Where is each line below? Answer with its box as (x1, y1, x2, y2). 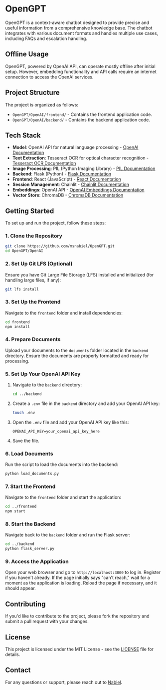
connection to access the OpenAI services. (5, 73, 94, 80)
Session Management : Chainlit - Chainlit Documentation (12, 181, 130, 187)
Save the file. (12, 437, 40, 443)
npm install (5, 324, 30, 329)
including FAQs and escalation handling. (5, 35, 87, 41)
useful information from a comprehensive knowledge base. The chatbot (5, 24, 153, 30)
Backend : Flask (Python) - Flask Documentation (12, 171, 111, 177)
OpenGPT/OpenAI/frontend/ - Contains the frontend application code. (12, 111, 153, 117)
